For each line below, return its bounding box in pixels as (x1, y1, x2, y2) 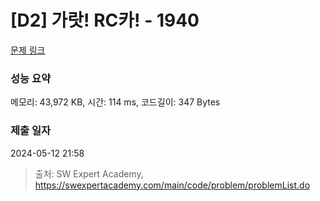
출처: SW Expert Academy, (34, 167, 144, 180)
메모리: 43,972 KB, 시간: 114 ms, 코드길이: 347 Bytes (10, 96, 221, 108)
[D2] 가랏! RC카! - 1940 (10, 9, 200, 32)
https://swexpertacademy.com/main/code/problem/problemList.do (34, 179, 311, 191)
